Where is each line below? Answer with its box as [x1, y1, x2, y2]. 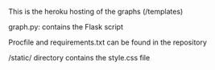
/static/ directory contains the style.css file [8, 53, 151, 62]
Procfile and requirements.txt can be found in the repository [8, 37, 208, 47]
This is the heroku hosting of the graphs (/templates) [8, 7, 184, 16]
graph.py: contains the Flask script [8, 22, 123, 31]
